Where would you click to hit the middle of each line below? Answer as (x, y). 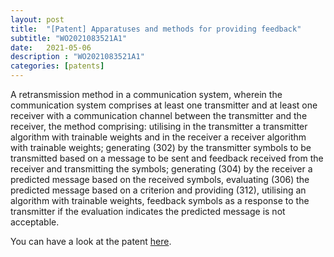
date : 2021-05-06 (51, 47)
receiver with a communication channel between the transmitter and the (159, 115)
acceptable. (35, 222)
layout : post (37, 19)
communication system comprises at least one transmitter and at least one (164, 105)
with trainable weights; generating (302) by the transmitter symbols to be (161, 147)
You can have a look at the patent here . (91, 241)
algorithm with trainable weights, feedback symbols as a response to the (160, 200)
